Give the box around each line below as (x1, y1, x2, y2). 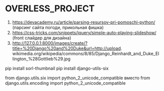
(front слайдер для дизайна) (12, 35, 72, 41)
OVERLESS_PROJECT (5, 3, 95, 14)
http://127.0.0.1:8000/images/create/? (12, 40, 88, 46)
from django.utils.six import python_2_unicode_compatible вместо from (5, 75, 151, 81)
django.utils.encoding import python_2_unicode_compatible (5, 80, 126, 86)
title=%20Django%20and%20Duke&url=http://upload (12, 45, 121, 51)
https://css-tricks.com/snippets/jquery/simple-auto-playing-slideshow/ (12, 30, 157, 35)
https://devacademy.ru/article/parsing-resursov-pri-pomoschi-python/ (12, 19, 156, 25)
